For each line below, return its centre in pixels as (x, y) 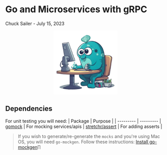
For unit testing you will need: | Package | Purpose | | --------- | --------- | (83, 121)
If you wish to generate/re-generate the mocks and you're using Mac (89, 136)
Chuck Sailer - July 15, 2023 (35, 23)
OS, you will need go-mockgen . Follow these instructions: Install (83, 142)
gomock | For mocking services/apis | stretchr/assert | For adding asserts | (84, 126)
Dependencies (29, 109)
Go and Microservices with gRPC (76, 9)
